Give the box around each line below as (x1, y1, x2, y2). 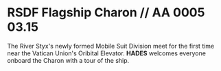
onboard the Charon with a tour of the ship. (7, 56, 130, 64)
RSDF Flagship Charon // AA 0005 (7, 5, 205, 20)
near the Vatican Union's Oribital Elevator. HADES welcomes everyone (7, 49, 206, 57)
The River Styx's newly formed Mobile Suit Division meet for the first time (7, 42, 215, 50)
